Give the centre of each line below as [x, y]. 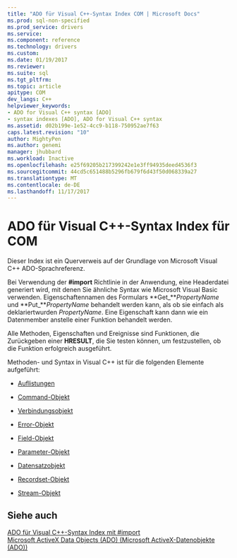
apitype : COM [26, 93]
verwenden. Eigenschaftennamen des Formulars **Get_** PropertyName [114, 297]
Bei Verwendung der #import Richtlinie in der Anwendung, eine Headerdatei [118, 282]
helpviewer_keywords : [39, 106]
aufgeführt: [24, 370]
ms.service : [25, 34]
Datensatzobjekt [41, 466]
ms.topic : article [34, 86]
